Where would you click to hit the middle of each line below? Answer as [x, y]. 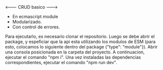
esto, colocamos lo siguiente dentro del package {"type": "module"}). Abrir [81, 47]
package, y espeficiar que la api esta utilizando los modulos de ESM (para [80, 42]
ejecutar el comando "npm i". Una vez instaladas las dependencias [73, 57]
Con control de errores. [36, 27]
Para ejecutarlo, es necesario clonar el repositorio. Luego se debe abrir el [80, 36]
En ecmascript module [35, 16]
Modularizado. [27, 22]
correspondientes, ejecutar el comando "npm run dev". [61, 62]
